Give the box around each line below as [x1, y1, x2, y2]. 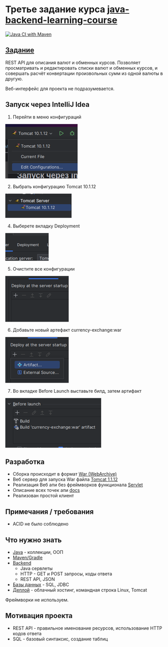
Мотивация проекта [5, 611, 73, 620]
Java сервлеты [20, 566, 53, 571]
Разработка [5, 457, 45, 466]
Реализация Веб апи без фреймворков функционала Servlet [12, 482, 144, 488]
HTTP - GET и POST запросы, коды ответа [20, 571, 113, 577]
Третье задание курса [5, 4, 105, 15]
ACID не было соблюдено [12, 521, 69, 527]
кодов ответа [12, 630, 42, 636]
